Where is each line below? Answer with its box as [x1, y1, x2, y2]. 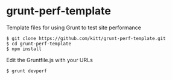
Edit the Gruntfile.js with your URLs [6, 56, 94, 63]
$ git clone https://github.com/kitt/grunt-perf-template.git [6, 35, 166, 41]
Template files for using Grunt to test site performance [6, 24, 142, 31]
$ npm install [6, 46, 42, 52]
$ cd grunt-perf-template [6, 41, 71, 47]
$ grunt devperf [6, 67, 47, 74]
